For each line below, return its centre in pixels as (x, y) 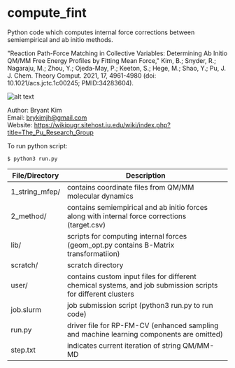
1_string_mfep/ (36, 192)
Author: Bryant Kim (35, 110)
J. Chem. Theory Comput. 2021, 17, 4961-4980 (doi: (82, 76)
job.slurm (26, 309)
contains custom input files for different (132, 276)
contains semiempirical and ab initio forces (137, 207)
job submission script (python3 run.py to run (140, 305)
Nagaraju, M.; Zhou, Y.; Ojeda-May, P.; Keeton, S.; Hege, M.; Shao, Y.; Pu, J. (116, 68)
